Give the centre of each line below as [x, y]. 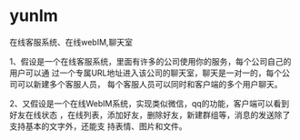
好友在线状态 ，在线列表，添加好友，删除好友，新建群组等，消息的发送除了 [150, 115]
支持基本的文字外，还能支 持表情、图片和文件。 [98, 126]
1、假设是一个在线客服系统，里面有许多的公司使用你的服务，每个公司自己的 [150, 61]
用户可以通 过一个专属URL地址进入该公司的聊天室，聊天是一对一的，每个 [146, 73]
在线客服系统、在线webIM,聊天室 [71, 42]
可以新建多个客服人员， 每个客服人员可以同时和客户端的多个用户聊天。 [150, 84]
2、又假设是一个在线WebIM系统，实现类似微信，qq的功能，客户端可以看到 [149, 103]
